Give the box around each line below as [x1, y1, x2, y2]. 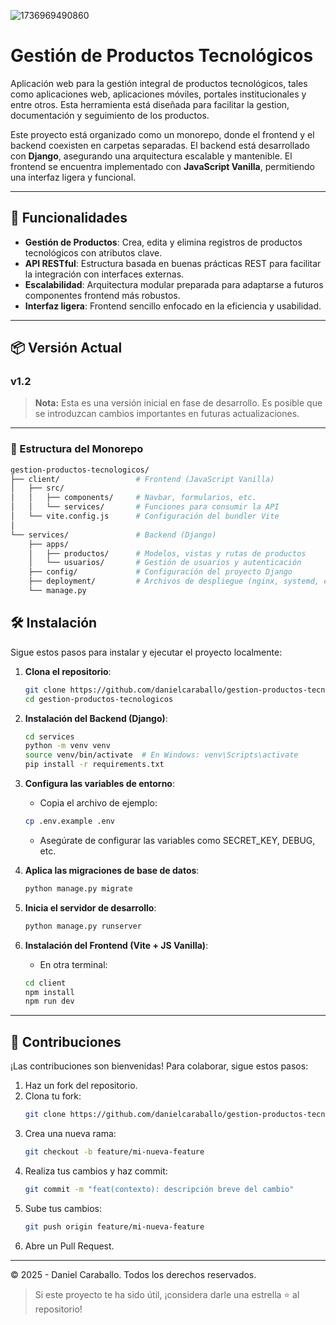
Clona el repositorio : [24, 665, 112, 677]
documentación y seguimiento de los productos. [10, 109, 210, 121]
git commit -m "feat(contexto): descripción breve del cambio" [24, 1184, 295, 1194]
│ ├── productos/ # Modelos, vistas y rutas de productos [28, 548, 307, 559]
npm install [24, 987, 75, 997]
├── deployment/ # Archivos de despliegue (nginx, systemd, [28, 576, 320, 587]
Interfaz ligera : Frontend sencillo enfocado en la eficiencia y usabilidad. [24, 300, 322, 312]
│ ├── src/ [10, 483, 65, 494]
